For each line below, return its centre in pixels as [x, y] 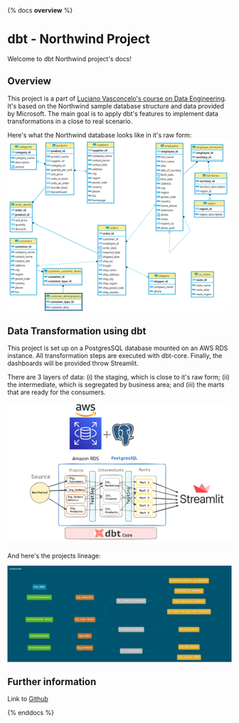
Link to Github [28, 699]
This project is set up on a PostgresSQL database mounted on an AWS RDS [118, 348]
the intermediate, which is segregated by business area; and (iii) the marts [116, 385]
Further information [52, 681]
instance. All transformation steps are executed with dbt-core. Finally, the [115, 356]
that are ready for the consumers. [57, 392]
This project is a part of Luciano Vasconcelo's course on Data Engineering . [117, 98]
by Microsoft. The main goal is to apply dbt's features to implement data [113, 113]
